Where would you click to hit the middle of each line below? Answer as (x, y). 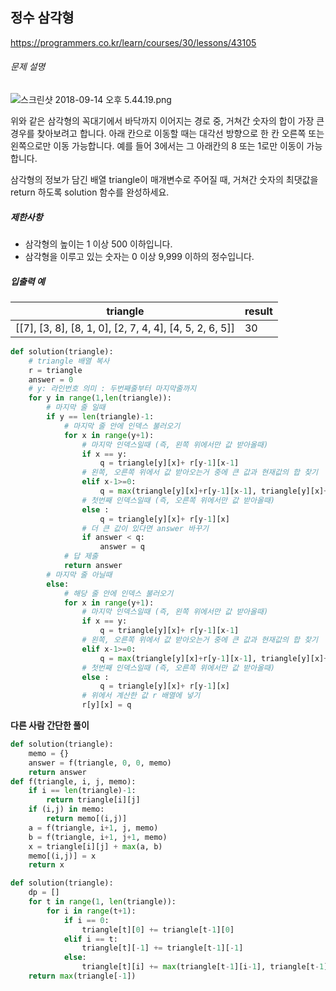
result (258, 311)
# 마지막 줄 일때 (76, 408)
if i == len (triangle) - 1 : (82, 791)
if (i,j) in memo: (66, 809)
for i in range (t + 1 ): (91, 911)
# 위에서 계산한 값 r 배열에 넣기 (141, 696)
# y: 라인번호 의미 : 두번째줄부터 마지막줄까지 (112, 389)
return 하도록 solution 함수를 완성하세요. (90, 192)
